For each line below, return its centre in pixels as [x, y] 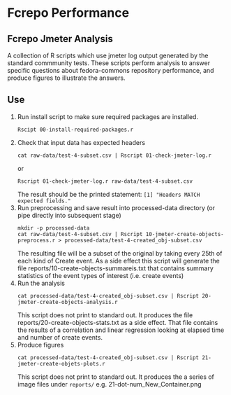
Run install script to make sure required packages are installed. [108, 116]
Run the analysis [41, 283]
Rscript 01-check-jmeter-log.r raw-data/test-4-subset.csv [105, 181]
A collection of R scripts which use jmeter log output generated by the [108, 55]
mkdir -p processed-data [53, 228]
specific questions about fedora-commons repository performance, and [111, 70]
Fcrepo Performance [68, 13]
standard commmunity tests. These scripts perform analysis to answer [109, 63]
